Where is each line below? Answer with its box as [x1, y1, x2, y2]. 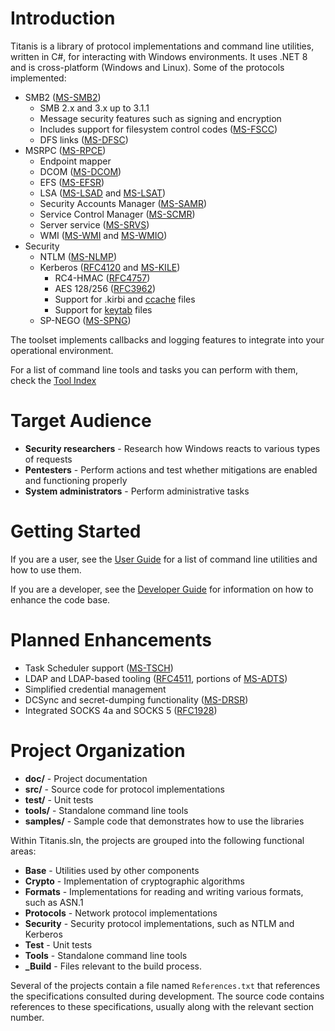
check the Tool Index [10, 374, 97, 386]
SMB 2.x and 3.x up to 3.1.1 [39, 102, 150, 114]
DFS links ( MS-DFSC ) [39, 133, 129, 146]
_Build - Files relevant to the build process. [24, 960, 202, 972]
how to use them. [10, 563, 82, 576]
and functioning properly [24, 474, 128, 486]
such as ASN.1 [24, 896, 84, 908]
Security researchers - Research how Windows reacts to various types [24, 442, 321, 454]
